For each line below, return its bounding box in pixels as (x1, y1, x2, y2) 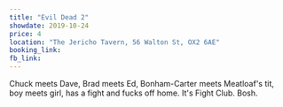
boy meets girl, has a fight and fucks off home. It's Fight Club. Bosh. (9, 88, 259, 98)
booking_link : (9, 46, 62, 55)
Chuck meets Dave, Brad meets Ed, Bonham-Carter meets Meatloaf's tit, (9, 79, 275, 88)
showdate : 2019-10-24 (9, 21, 90, 30)
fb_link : (9, 54, 42, 63)
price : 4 (9, 29, 42, 38)
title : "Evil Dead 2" (9, 12, 90, 22)
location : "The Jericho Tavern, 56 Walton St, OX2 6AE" (9, 37, 220, 47)
